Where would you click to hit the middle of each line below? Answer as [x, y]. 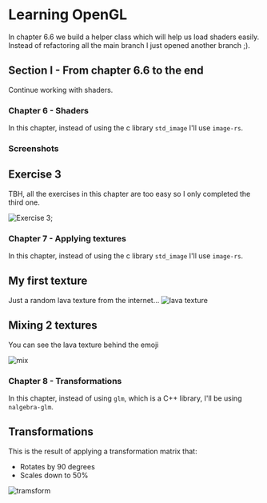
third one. [24, 202]
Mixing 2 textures [53, 325]
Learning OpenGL [68, 15]
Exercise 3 [35, 175]
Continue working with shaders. [61, 90]
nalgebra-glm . [31, 407]
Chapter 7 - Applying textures [67, 238]
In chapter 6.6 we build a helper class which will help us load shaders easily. [134, 37]
